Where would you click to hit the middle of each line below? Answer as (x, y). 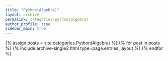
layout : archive (22, 15)
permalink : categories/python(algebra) (47, 19)
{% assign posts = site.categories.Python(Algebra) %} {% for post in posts (82, 43)
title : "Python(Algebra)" (32, 10)
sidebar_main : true (26, 29)
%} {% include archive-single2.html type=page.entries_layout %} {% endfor (84, 48)
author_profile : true (28, 24)
